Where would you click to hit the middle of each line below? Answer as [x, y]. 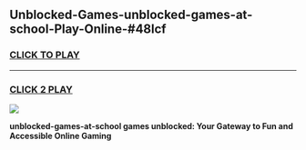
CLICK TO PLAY [45, 55]
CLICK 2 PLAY [41, 89]
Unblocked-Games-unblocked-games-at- [131, 15]
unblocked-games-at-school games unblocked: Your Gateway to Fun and [151, 125]
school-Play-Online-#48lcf [88, 30]
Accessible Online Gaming [61, 135]
